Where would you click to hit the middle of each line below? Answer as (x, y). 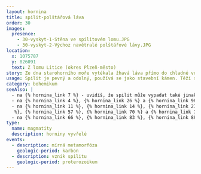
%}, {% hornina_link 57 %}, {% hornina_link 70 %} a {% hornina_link (103, 112)
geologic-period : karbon (48, 151)
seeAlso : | (20, 90)
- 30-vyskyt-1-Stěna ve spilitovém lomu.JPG (73, 39)
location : (19, 51)
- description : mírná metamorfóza (54, 145)
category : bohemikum (32, 84)
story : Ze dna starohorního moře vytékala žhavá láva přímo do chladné (97, 73)
